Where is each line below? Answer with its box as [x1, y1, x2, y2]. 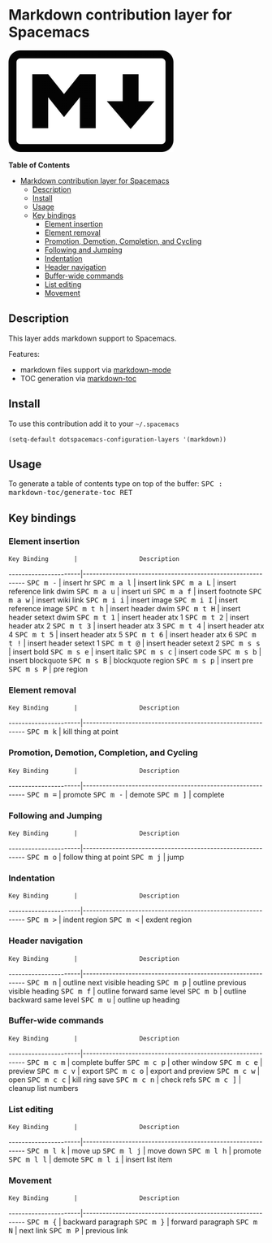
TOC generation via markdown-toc [19, 373, 136, 383]
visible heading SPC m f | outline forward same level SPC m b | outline [8, 986, 247, 996]
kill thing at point [63, 727, 119, 737]
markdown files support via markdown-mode [19, 364, 172, 375]
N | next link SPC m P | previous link [8, 1226, 128, 1236]
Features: [8, 349, 41, 359]
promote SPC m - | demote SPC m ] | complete [63, 789, 225, 799]
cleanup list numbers [8, 1083, 79, 1093]
